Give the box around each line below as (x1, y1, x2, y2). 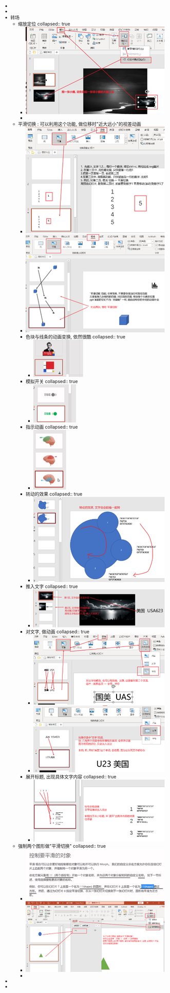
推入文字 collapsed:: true (25, 583, 78, 589)
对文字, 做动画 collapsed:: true (25, 628, 90, 635)
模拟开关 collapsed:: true (25, 378, 78, 385)
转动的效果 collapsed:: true (25, 491, 83, 497)
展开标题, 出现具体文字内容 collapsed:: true (25, 773, 117, 779)
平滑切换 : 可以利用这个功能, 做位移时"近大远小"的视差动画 (17, 121, 141, 127)
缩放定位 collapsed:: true (17, 21, 70, 27)
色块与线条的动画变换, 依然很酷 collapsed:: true (25, 334, 126, 340)
